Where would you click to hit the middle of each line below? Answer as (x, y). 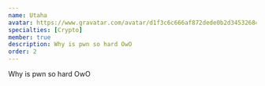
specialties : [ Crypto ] (45, 30)
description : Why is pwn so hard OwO (70, 45)
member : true (30, 37)
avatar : (21, 23)
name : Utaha (28, 15)
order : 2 (22, 52)
